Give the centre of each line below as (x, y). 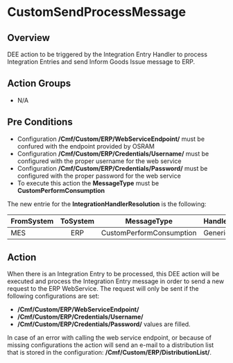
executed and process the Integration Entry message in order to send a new (115, 281)
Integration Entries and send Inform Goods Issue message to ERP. (101, 62)
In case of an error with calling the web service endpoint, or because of (110, 338)
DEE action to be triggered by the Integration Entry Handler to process (107, 54)
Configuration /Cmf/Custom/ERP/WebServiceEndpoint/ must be (111, 139)
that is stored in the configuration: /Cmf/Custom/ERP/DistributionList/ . (109, 353)
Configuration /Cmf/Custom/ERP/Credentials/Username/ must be (113, 153)
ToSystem (77, 221)
